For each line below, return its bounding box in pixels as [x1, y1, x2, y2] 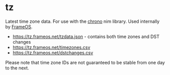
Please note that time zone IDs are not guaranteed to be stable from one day [5, 59, 165, 65]
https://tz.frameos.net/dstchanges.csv [12, 50, 93, 56]
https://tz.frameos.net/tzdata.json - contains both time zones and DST [12, 33, 160, 40]
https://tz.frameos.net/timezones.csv [12, 44, 90, 50]
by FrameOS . [5, 23, 33, 29]
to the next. [5, 65, 29, 71]
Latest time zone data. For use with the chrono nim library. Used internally [5, 18, 160, 24]
